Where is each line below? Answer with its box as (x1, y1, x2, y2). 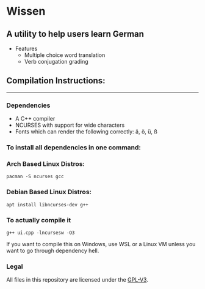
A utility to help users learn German (6, 29, 145, 39)
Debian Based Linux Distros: (6, 188, 92, 197)
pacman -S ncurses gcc (6, 173, 64, 180)
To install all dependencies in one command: (6, 143, 142, 152)
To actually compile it (6, 216, 71, 224)
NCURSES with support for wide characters (15, 121, 125, 129)
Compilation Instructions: (6, 75, 106, 86)
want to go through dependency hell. (6, 247, 99, 254)
